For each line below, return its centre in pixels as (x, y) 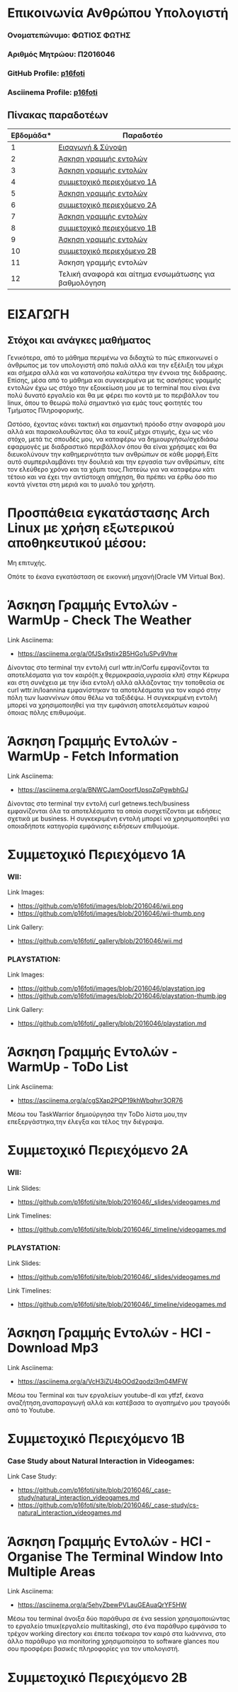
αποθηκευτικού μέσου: (77, 543)
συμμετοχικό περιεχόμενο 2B (107, 251)
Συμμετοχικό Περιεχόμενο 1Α (97, 854)
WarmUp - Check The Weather (100, 620)
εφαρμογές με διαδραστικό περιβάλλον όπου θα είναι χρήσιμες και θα (112, 446)
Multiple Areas (51, 1571)
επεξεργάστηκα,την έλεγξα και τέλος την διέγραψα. (86, 1122)
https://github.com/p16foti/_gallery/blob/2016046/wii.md (100, 940)
